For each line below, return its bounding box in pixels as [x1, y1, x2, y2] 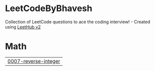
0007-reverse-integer [7, 57, 60, 64]
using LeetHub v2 [5, 24, 41, 29]
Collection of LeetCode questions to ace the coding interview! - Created [5, 19, 151, 25]
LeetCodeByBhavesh [5, 3, 92, 14]
